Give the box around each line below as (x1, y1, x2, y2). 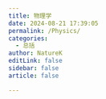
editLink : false (8, 57, 63, 65)
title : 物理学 (8, 11, 52, 20)
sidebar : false (8, 64, 59, 72)
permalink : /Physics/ (8, 27, 81, 35)
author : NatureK (8, 49, 63, 57)
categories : (8, 34, 48, 43)
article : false (8, 72, 59, 80)
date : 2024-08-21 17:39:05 (8, 19, 99, 27)
